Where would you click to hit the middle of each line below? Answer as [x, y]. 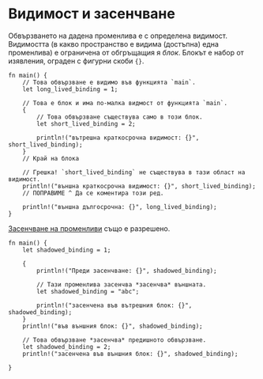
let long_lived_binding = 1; [70, 89]
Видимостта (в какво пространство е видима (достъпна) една [114, 44]
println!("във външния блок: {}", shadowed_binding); [113, 326]
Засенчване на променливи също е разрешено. [89, 228]
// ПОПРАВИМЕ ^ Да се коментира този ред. [93, 193]
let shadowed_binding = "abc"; [88, 291]
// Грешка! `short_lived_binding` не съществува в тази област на [134, 172]
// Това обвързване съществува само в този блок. [120, 117]
